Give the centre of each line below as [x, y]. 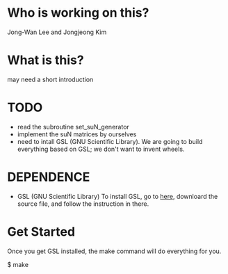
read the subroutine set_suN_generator [73, 127]
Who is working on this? [78, 13]
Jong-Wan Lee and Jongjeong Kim [57, 32]
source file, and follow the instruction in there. [83, 204]
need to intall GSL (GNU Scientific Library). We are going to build [110, 141]
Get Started [41, 232]
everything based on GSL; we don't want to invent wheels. [101, 149]
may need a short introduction [50, 79]
